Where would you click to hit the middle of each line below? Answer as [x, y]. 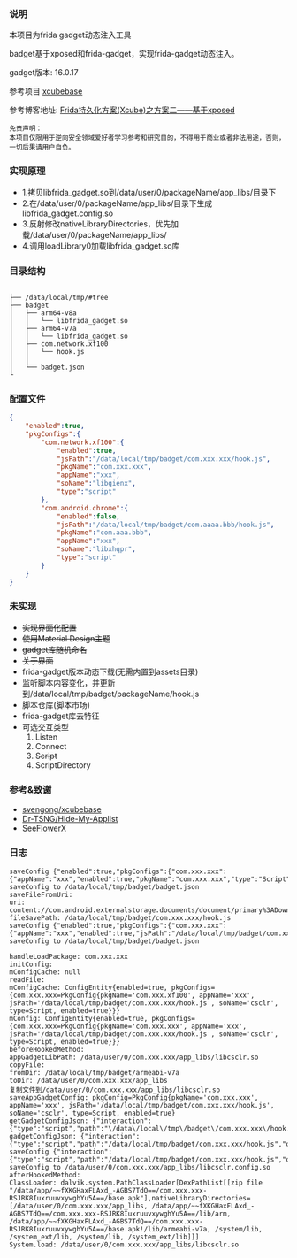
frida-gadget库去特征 [61, 716]
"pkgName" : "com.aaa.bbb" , [104, 533]
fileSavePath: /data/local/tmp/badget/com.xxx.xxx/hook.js [120, 918]
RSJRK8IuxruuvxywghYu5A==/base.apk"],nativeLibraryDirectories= [130, 1199]
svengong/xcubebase [61, 809]
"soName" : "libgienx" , [96, 484]
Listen [46, 737]
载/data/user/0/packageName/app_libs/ [94, 234]
